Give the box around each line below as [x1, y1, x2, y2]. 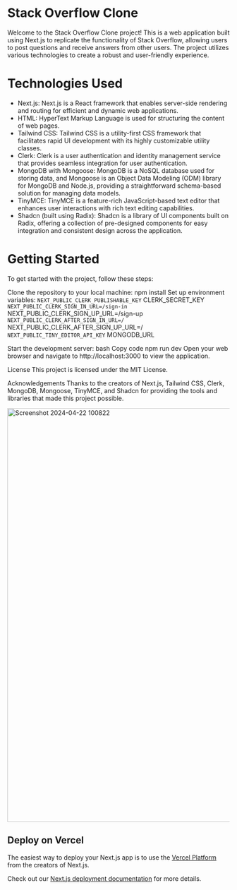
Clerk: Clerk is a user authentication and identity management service [17, 151, 221, 160]
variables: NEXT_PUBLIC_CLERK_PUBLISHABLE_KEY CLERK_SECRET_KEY [7, 295, 205, 304]
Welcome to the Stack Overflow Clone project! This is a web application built [7, 28, 230, 37]
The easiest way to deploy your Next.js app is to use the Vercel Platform [7, 853, 217, 862]
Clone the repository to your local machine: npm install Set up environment [7, 288, 225, 296]
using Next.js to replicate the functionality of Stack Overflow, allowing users [7, 35, 228, 44]
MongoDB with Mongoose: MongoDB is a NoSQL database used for [17, 166, 215, 174]
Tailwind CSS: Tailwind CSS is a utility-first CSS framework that [17, 128, 202, 137]
